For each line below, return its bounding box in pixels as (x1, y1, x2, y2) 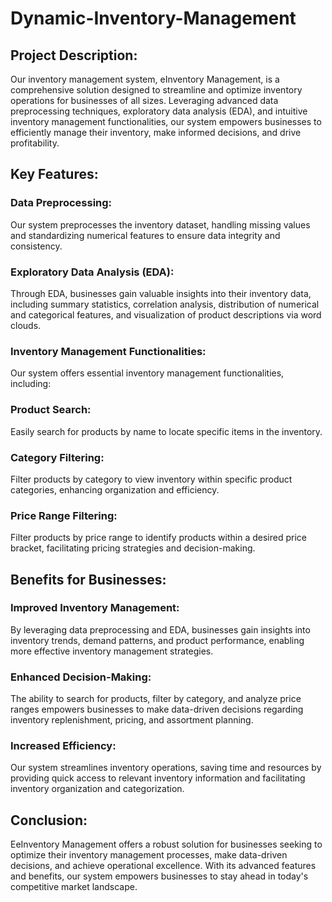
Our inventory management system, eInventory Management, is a (10, 73, 280, 85)
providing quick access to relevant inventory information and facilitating (10, 772, 306, 784)
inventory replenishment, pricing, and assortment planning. (10, 714, 254, 726)
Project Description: (10, 47, 138, 64)
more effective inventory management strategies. (10, 645, 214, 657)
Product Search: (10, 403, 92, 417)
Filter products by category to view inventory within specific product (10, 473, 293, 485)
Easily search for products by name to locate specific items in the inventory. (10, 425, 323, 437)
